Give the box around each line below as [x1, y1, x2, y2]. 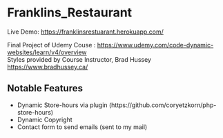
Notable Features [7, 82, 83, 94]
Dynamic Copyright [17, 115, 72, 124]
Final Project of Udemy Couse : [7, 41, 96, 49]
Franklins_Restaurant [7, 5, 133, 21]
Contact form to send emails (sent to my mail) [17, 122, 148, 131]
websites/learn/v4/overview [7, 48, 88, 56]
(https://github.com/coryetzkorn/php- [108, 101, 217, 109]
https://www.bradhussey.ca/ [7, 62, 88, 71]
